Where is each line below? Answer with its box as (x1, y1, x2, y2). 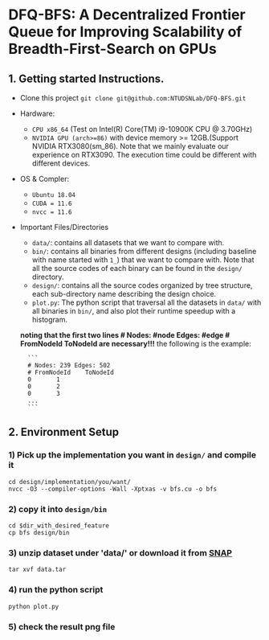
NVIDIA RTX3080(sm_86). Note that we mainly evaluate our (31, 142, 229, 150)
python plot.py (8, 602, 59, 610)
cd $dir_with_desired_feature (8, 521, 110, 530)
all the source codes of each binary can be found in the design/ (31, 264, 243, 273)
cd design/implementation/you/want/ (8, 478, 131, 486)
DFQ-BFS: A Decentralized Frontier (8, 6, 247, 24)
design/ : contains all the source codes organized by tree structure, (31, 281, 253, 290)
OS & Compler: (19, 174, 70, 183)
